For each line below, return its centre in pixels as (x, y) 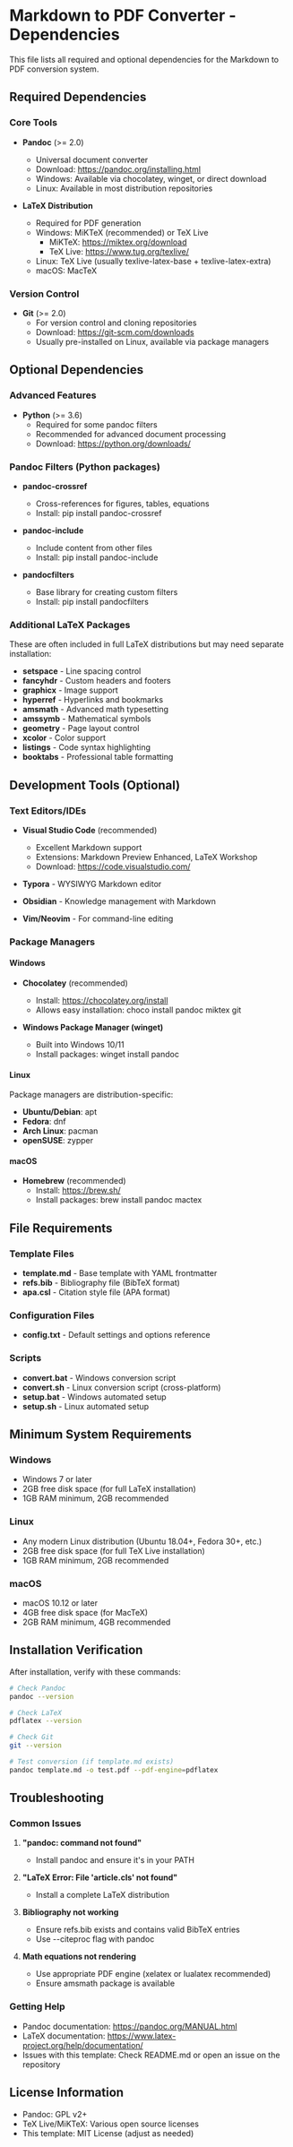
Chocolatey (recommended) (75, 983)
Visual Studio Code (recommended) (90, 830)
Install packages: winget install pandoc (107, 1055)
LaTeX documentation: (64, 2036)
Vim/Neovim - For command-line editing (98, 918)
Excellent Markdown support (89, 847)
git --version (36, 1746)
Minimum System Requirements (101, 1435)
